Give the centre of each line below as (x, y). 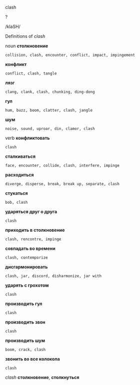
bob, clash (16, 202)
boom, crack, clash (25, 350)
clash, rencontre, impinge (33, 239)
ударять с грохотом (27, 285)
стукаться (17, 193)
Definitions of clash (25, 36)
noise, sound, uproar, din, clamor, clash (50, 129)
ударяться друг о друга (31, 211)
